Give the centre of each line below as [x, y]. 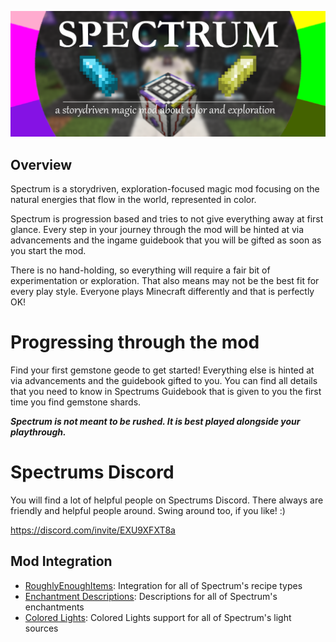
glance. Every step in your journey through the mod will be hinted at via [157, 230]
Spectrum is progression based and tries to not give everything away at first [167, 219]
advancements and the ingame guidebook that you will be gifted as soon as [166, 240]
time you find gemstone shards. [76, 402]
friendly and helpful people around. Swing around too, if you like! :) [148, 510]
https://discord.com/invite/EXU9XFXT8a [93, 530]
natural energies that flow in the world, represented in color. [133, 200]
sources [41, 628]
